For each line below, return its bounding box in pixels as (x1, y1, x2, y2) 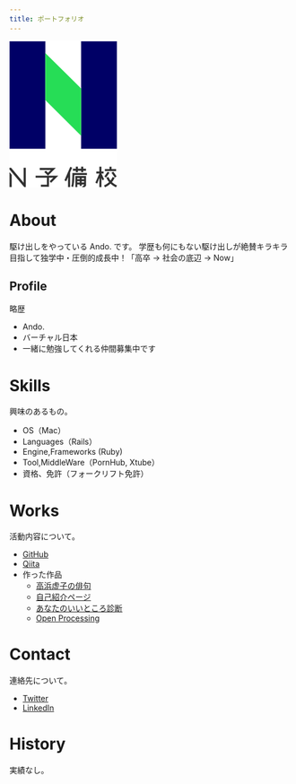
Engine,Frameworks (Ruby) (22, 447, 123, 457)
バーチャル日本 (22, 332, 78, 343)
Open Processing (35, 613, 100, 623)
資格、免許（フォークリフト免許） (22, 468, 149, 479)
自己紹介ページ (35, 592, 91, 603)
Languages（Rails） (22, 436, 97, 448)
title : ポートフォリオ (9, 14, 85, 23)
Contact (9, 644, 71, 665)
